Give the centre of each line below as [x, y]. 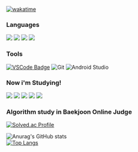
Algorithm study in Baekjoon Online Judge [69, 112]
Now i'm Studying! [34, 83]
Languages [23, 25]
